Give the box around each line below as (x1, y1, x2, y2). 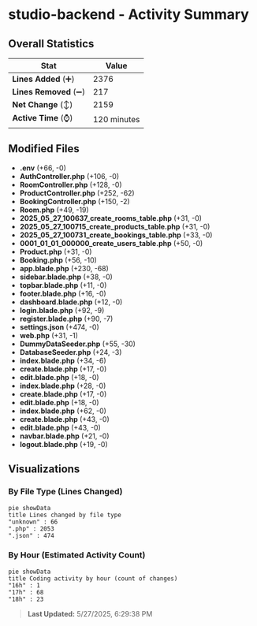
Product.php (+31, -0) (19, 247, 92, 256)
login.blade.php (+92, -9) (19, 305, 105, 315)
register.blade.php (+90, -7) (19, 314, 114, 323)
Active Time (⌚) (12, 113, 73, 123)
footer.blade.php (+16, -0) (19, 289, 106, 298)
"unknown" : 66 (8, 518, 58, 526)
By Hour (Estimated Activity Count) (8, 550, 146, 561)
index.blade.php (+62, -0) (19, 406, 106, 415)
